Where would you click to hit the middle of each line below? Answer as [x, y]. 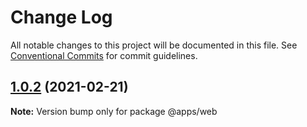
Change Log [61, 17]
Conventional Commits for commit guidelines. [104, 55]
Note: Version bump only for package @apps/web [114, 111]
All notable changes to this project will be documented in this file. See [154, 45]
